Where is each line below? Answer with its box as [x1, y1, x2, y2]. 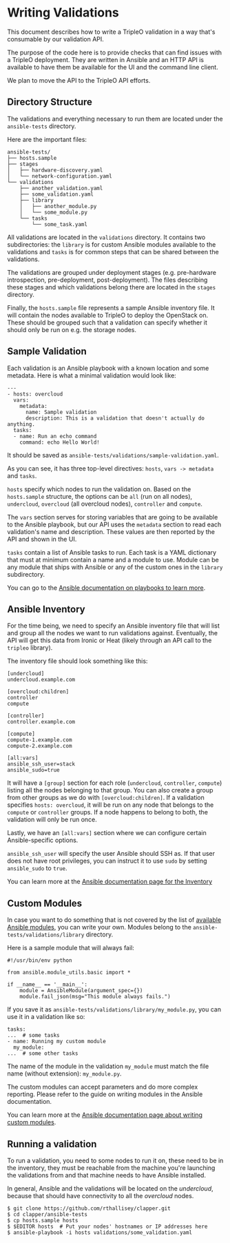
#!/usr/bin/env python [7, 957, 72, 964]
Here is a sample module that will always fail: [7, 944, 134, 952]
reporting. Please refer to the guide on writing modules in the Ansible [7, 1090, 203, 1098]
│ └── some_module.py [19, 209, 88, 216]
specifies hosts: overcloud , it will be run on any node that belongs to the [7, 801, 214, 809]
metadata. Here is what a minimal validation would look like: [7, 371, 177, 380]
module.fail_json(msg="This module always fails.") [19, 994, 171, 1000]
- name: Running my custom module [7, 1038, 107, 1045]
